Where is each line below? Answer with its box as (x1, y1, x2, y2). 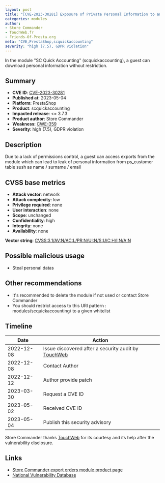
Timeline (5, 322, 33, 331)
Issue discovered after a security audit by (43, 345, 138, 352)
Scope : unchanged (12, 212, 52, 218)
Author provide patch (43, 376, 92, 383)
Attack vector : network (12, 191, 60, 197)
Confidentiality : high (12, 217, 55, 224)
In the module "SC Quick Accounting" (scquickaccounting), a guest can (5, 57, 150, 63)
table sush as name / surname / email (5, 164, 81, 170)
